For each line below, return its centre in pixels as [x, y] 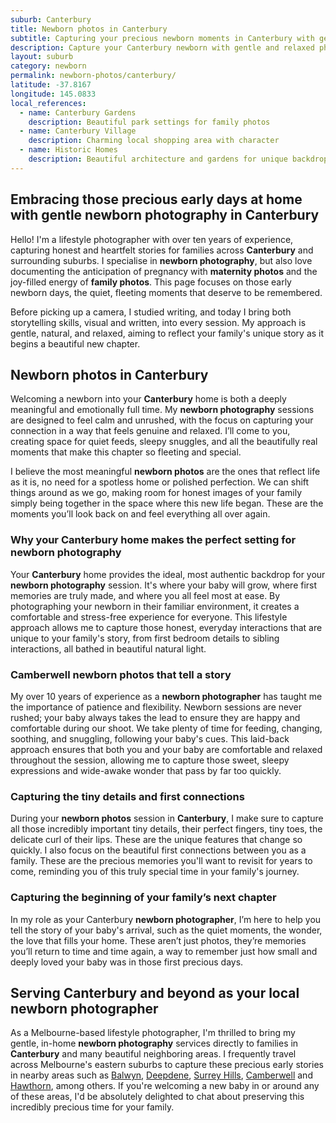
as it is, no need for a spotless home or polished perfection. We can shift [160, 482]
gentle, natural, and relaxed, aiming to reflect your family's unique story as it [167, 333]
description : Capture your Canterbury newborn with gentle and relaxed [162, 47]
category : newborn [48, 66]
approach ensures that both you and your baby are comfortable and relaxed [166, 749]
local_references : [48, 103]
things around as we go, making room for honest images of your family [156, 493]
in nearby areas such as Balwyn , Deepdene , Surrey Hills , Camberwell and [161, 1075]
